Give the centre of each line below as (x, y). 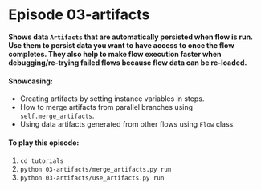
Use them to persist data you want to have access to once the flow (121, 45)
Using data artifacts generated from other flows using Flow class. (127, 124)
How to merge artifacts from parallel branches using (106, 107)
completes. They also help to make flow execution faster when (115, 54)
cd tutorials (42, 161)
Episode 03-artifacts (79, 15)
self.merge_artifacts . (57, 116)
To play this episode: (44, 143)
